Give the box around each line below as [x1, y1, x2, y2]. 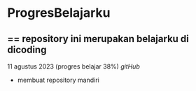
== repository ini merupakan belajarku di [7, 33, 189, 45]
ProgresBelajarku [7, 5, 111, 21]
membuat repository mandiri [17, 76, 99, 84]
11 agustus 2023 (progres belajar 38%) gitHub [7, 62, 140, 71]
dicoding [7, 43, 47, 55]
